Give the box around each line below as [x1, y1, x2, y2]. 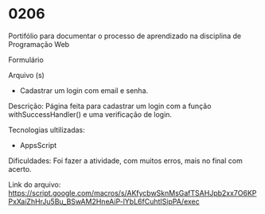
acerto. [8, 164, 32, 173]
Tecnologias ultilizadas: [8, 125, 85, 134]
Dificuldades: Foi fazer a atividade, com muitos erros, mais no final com [8, 156, 243, 165]
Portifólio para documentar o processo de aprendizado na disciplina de [8, 31, 241, 41]
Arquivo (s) [8, 70, 45, 80]
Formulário [8, 55, 44, 64]
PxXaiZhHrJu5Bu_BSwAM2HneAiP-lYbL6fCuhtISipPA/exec [8, 196, 201, 206]
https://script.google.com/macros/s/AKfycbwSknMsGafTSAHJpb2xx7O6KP [8, 188, 257, 197]
